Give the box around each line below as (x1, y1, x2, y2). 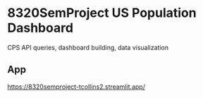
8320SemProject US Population (7, 5, 197, 21)
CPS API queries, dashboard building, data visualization (7, 43, 169, 51)
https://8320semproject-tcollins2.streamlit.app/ (7, 82, 146, 91)
